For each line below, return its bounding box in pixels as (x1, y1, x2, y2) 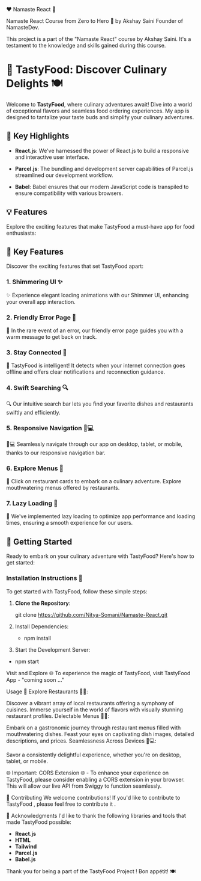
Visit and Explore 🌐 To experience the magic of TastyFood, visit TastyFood (6, 669, 191, 676)
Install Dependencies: (14, 623, 69, 630)
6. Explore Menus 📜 (6, 464, 64, 472)
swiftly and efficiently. (6, 409, 61, 416)
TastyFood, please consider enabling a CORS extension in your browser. (6, 776, 185, 783)
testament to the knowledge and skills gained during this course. (6, 42, 166, 49)
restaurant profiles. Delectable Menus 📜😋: (6, 712, 110, 719)
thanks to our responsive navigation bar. (6, 449, 106, 456)
